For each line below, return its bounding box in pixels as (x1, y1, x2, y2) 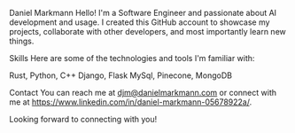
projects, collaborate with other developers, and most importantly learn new (9, 27, 286, 36)
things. (9, 35, 35, 46)
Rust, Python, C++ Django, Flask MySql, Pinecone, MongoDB (9, 70, 233, 81)
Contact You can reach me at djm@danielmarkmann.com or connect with (9, 88, 277, 98)
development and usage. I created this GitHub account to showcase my (9, 17, 270, 27)
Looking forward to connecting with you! (9, 114, 158, 124)
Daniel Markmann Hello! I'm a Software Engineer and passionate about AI (9, 8, 277, 18)
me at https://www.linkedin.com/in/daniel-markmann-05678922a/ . (9, 97, 252, 107)
